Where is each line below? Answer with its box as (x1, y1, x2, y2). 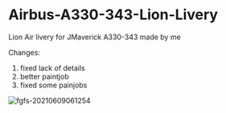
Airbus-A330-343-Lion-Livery (8, 6, 219, 24)
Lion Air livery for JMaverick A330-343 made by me (8, 32, 181, 42)
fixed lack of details (19, 63, 86, 73)
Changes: (8, 47, 40, 57)
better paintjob (19, 71, 70, 81)
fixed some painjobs (19, 80, 88, 90)
